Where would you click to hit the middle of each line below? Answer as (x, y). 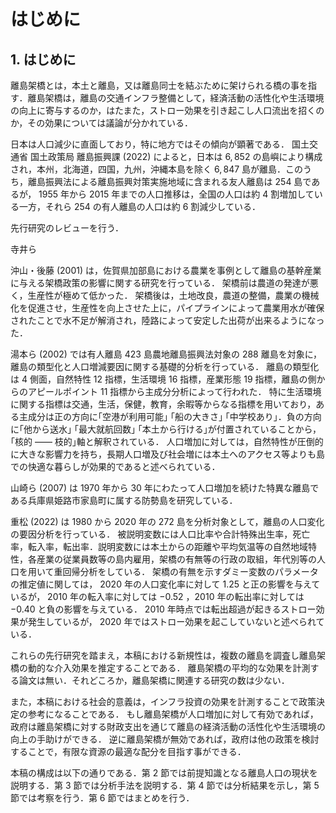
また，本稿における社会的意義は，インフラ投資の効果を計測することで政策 (163, 701)
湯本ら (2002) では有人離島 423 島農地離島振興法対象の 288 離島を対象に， (166, 354)
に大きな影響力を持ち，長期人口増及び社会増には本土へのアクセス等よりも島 (168, 454)
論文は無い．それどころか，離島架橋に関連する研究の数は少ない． (154, 680)
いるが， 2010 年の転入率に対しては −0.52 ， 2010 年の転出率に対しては (157, 596)
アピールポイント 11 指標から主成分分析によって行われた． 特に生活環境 (174, 391)
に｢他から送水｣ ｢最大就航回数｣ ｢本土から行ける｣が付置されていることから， (166, 429)
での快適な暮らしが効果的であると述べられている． (115, 466)
